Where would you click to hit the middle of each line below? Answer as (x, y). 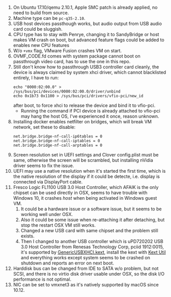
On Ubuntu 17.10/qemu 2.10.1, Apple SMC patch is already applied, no (85, 7)
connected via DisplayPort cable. (48, 182)
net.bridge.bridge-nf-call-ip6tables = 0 (58, 137)
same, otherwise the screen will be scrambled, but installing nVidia (83, 160)
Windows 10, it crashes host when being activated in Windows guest (85, 198)
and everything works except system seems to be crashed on (85, 258)
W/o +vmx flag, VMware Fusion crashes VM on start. (67, 51)
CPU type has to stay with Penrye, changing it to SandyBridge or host (86, 34)
